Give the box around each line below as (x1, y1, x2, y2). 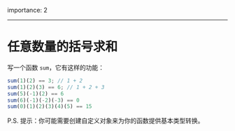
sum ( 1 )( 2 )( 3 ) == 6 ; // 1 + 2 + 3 (7, 84, 105, 91)
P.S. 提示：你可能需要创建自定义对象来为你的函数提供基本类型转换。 (7, 116, 204, 125)
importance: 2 (7, 6, 48, 14)
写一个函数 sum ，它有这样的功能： (7, 63, 105, 72)
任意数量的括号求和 (7, 39, 118, 55)
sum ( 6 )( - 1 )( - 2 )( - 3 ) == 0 (7, 97, 80, 104)
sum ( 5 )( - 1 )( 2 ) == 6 (7, 90, 64, 97)
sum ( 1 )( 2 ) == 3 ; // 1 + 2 (7, 77, 83, 84)
